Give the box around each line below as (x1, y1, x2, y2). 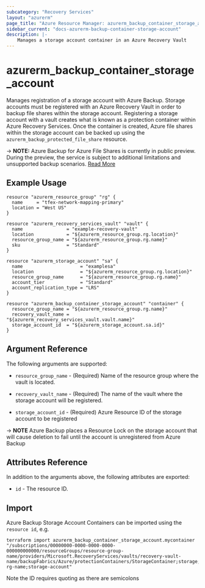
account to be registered (15, 415, 77, 422)
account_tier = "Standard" (12, 279, 113, 285)
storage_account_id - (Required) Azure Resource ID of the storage (15, 408, 182, 416)
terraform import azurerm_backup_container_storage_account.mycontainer (6, 537, 195, 544)
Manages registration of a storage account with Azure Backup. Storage (6, 96, 185, 104)
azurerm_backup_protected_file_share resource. (6, 135, 128, 143)
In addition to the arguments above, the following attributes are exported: (6, 473, 190, 481)
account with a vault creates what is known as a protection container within (6, 116, 196, 123)
